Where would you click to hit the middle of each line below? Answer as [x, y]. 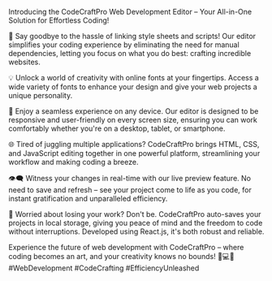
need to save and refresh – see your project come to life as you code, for [130, 190]
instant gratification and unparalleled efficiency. [88, 199]
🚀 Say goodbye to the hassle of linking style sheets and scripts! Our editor [132, 36]
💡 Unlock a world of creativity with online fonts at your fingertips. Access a [134, 78]
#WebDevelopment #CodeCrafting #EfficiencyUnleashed [104, 268]
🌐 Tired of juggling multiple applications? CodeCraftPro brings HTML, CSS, [134, 144]
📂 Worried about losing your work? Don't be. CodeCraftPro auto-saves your [135, 214]
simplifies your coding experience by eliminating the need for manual [124, 45]
